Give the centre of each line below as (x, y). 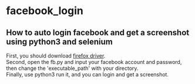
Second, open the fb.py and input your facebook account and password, (94, 62)
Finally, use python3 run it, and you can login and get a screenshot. (88, 74)
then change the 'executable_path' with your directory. (72, 68)
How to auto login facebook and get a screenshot (98, 33)
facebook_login (45, 11)
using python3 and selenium (59, 41)
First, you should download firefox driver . (56, 56)
